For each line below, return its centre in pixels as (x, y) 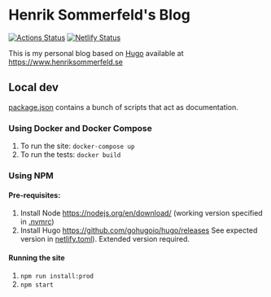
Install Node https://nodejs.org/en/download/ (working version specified (141, 213)
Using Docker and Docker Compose (80, 128)
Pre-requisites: (35, 195)
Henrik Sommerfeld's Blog (100, 15)
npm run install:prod (57, 277)
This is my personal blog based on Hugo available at (96, 53)
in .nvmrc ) (37, 222)
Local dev (34, 87)
